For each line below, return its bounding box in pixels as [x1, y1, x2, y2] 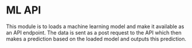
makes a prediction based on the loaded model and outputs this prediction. [6, 35, 187, 42]
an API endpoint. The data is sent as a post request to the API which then [6, 29, 182, 36]
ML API [6, 4, 41, 17]
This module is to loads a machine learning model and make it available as [6, 23, 184, 30]
